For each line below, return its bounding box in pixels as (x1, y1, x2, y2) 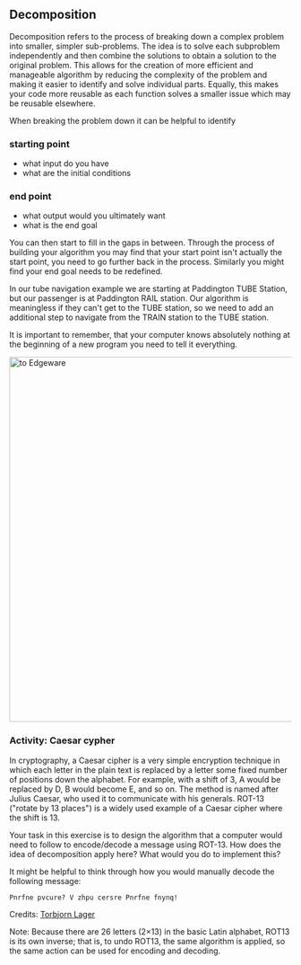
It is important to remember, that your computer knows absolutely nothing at (9, 330, 291, 341)
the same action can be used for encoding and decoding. (9, 945, 221, 956)
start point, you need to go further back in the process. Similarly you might (9, 256, 285, 268)
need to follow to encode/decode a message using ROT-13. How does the (9, 839, 282, 850)
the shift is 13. (9, 812, 61, 823)
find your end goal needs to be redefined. (9, 266, 163, 277)
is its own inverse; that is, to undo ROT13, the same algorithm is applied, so (9, 935, 286, 946)
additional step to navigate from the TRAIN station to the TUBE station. (9, 312, 270, 323)
